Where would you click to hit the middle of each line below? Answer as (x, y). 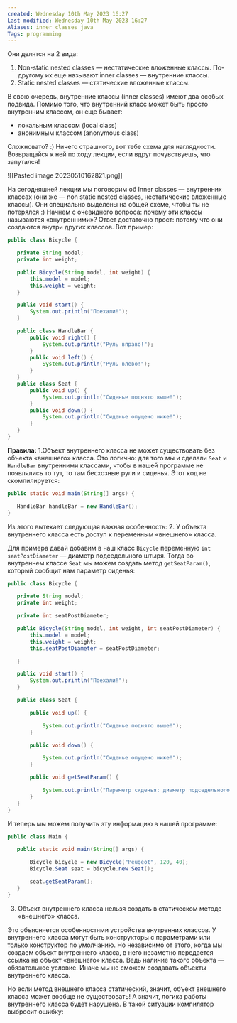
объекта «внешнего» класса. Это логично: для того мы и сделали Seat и (117, 458)
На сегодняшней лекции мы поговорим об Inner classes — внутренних (115, 190)
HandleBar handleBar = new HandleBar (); (77, 506)
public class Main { (38, 837)
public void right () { (63, 337)
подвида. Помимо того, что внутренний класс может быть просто (108, 104)
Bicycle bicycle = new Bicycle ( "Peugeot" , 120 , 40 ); (109, 862)
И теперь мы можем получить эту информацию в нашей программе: (112, 823)
